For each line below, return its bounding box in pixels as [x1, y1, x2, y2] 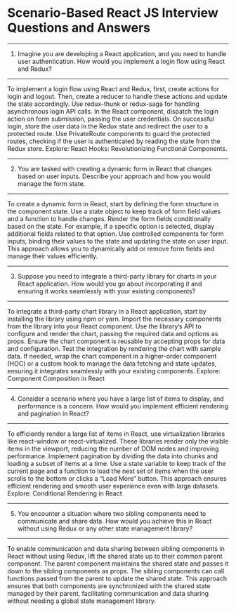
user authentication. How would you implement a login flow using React [17, 57, 225, 65]
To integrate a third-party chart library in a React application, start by [7, 307, 206, 315]
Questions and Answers [7, 20, 151, 36]
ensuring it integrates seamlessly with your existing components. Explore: [7, 366, 221, 375]
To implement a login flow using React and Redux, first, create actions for [7, 84, 220, 93]
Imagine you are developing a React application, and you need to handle [17, 49, 227, 58]
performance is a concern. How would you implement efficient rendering [17, 401, 228, 410]
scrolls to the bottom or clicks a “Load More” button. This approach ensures [7, 474, 227, 482]
